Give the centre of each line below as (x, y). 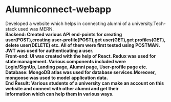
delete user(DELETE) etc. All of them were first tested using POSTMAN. (83, 45)
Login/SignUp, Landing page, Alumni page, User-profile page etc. (76, 67)
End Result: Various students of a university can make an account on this (85, 83)
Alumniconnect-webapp (58, 9)
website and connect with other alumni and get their (62, 88)
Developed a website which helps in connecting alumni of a (68, 23)
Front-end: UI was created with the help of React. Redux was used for (81, 56)
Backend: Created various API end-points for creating (64, 34)
